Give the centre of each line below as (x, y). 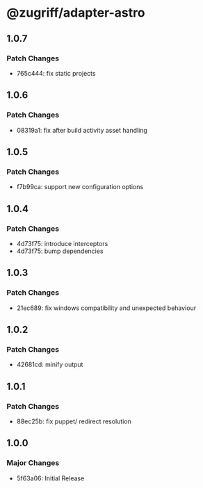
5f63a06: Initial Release (50, 478)
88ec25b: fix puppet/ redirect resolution (74, 421)
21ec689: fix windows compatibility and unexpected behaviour (106, 308)
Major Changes (33, 463)
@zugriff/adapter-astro (76, 13)
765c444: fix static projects (56, 73)
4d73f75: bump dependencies (60, 251)
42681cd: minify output (50, 365)
